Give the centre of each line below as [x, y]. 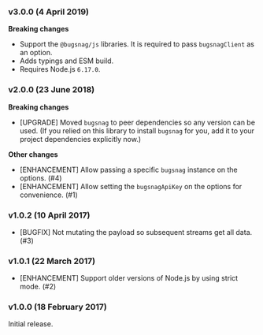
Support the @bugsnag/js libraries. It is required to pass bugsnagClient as [137, 44]
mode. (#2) [38, 287]
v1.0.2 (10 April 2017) [49, 215]
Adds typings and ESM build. [67, 61]
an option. [36, 53]
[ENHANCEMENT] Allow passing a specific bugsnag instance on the [128, 169]
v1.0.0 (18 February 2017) [58, 307]
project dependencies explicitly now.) [80, 139]
